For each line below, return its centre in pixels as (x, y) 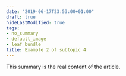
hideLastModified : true (36, 22)
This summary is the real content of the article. (63, 67)
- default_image (26, 39)
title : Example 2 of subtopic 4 (46, 50)
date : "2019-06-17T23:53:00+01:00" (50, 11)
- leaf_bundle (24, 45)
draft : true (21, 17)
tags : (13, 28)
